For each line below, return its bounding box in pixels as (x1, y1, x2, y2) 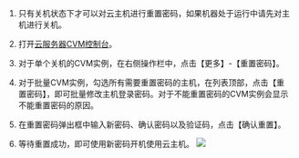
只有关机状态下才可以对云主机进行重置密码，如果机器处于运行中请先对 (17, 8, 283, 18)
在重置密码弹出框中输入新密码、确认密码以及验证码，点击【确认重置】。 (17, 119, 286, 130)
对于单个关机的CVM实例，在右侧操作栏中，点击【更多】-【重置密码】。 (17, 58, 284, 68)
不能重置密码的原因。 (17, 100, 98, 111)
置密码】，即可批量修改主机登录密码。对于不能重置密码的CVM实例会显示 (17, 89, 289, 99)
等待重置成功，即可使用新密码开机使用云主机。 (17, 139, 194, 149)
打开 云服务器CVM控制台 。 (17, 39, 118, 49)
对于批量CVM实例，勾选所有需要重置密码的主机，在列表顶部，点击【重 (17, 77, 285, 88)
